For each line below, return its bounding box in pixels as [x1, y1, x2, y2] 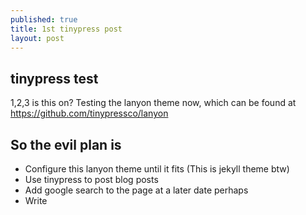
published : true [10, 14, 78, 25]
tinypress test [10, 70, 99, 87]
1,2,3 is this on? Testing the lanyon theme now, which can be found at [10, 97, 297, 109]
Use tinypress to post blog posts [24, 174, 159, 185]
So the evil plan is [10, 136, 122, 153]
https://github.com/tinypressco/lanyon [10, 107, 169, 120]
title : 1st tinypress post [10, 24, 123, 34]
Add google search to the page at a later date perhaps [24, 184, 249, 196]
